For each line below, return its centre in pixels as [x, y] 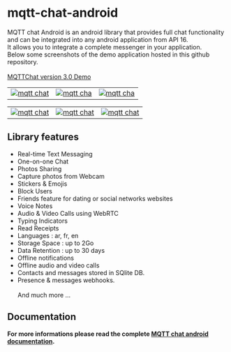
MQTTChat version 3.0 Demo [49, 76]
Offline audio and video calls [58, 265]
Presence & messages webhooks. [66, 280]
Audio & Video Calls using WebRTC [68, 213]
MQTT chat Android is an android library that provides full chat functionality [116, 32]
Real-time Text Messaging [55, 154]
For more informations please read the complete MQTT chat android [108, 334]
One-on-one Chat [43, 161]
